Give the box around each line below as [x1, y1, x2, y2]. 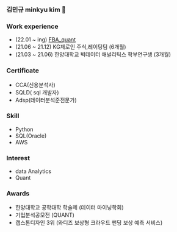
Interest [6, 153, 31, 162]
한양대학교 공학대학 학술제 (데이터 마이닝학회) [15, 204, 124, 211]
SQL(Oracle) [15, 132, 47, 139]
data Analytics [15, 167, 52, 175]
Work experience [6, 22, 59, 30]
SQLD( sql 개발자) [15, 88, 59, 96]
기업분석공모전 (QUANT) [15, 211, 75, 219]
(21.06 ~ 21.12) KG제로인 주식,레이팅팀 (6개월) [15, 43, 126, 51]
